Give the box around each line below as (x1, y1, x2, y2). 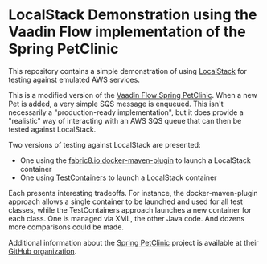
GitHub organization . (8, 246, 77, 256)
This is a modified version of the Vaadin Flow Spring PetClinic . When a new (8, 90, 257, 100)
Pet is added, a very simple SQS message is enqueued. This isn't (8, 99, 224, 108)
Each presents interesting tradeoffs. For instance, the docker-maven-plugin (8, 188, 258, 197)
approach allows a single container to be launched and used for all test (8, 197, 244, 206)
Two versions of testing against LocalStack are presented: (8, 140, 201, 149)
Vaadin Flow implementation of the (8, 22, 247, 41)
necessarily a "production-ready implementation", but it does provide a (8, 107, 244, 117)
